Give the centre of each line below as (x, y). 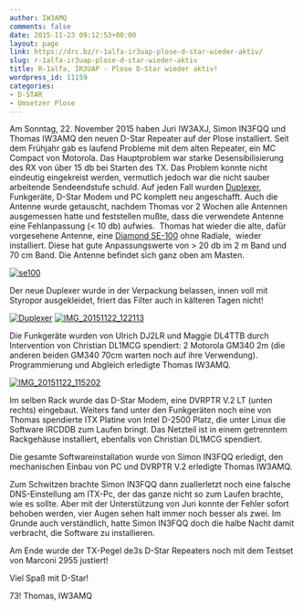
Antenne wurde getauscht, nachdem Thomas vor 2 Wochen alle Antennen (148, 207)
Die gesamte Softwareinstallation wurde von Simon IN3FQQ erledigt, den (146, 457)
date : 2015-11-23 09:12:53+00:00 (73, 35)
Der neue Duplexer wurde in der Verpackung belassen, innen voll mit (139, 291)
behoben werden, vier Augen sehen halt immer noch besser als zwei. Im (145, 514)
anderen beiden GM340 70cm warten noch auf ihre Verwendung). (134, 355)
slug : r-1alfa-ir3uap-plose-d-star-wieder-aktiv (104, 60)
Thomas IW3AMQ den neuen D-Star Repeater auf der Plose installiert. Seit (149, 139)
